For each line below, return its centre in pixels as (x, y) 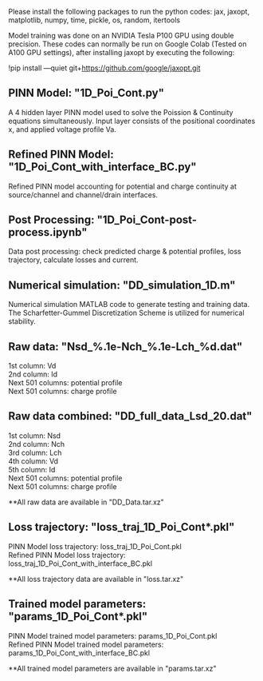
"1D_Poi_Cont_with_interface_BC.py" (102, 167)
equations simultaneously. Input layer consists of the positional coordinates (132, 121)
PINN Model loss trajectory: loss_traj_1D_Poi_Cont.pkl (95, 546)
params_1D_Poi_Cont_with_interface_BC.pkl (79, 653)
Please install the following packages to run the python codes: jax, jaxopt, (129, 12)
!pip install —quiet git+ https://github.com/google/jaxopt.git (104, 68)
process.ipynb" (48, 232)
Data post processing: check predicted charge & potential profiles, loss (125, 252)
